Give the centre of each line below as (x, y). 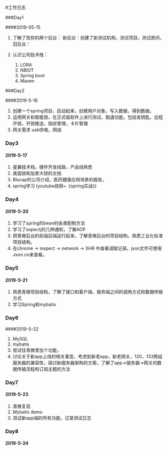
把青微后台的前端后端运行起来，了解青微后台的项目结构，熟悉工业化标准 (88, 236)
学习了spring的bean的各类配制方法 (49, 223)
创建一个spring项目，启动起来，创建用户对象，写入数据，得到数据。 (83, 111)
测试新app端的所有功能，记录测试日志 (52, 418)
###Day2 (15, 91)
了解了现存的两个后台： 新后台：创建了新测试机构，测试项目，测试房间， (88, 38)
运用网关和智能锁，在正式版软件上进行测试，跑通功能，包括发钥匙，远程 (88, 117)
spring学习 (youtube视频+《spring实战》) (54, 186)
